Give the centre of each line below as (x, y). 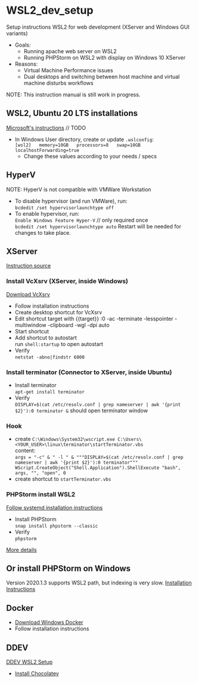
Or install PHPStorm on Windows (69, 568)
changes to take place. (43, 232)
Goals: (23, 45)
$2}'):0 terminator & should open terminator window (81, 411)
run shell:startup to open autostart (59, 344)
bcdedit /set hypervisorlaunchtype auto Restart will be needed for (98, 226)
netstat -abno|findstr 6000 (49, 357)
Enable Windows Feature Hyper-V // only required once (81, 220)
